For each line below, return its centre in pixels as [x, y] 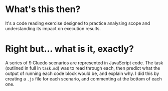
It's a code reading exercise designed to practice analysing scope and [78, 23]
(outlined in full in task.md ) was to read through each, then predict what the [83, 68]
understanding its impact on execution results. [53, 28]
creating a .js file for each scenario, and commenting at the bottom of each [83, 78]
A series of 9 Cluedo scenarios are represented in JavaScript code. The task [84, 63]
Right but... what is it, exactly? [70, 49]
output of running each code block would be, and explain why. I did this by [82, 73]
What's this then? [43, 9]
